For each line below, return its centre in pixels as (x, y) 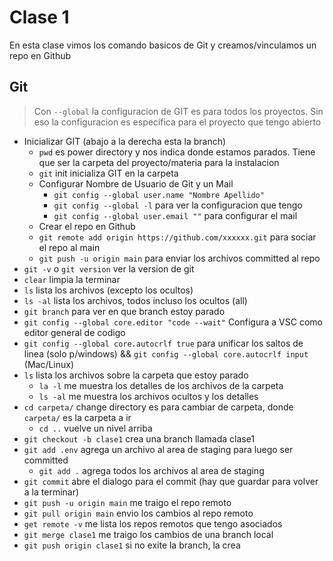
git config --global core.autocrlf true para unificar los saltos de (163, 343)
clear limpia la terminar (72, 279)
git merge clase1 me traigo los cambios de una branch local (148, 534)
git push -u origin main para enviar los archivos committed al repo (179, 258)
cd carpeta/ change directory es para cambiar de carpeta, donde (158, 407)
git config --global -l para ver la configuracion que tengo (178, 205)
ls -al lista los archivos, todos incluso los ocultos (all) (135, 300)
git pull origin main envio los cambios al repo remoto (138, 513)
